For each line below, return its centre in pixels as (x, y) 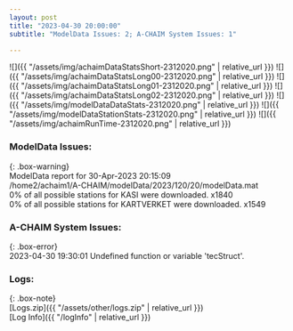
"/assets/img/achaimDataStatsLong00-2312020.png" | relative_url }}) (148, 77)
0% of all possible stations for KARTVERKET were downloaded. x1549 (138, 204)
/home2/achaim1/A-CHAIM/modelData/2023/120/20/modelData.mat (134, 185)
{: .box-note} (33, 298)
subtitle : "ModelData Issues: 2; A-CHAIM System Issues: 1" (123, 34)
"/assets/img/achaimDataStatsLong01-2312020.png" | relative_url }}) (147, 86)
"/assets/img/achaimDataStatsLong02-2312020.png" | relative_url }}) (147, 95)
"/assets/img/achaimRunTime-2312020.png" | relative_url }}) (120, 124)
